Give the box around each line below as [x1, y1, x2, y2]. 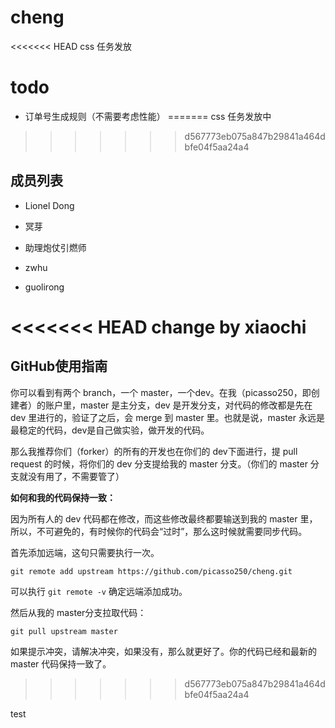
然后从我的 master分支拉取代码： [10, 606, 147, 618]
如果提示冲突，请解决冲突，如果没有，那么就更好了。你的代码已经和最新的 [10, 645, 317, 657]
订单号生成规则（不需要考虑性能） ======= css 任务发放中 [24, 110, 272, 122]
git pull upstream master [10, 626, 118, 636]
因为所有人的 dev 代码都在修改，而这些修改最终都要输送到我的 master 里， [10, 512, 318, 525]
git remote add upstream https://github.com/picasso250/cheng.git [10, 566, 293, 576]
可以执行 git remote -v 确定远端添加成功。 [10, 585, 188, 597]
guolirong [24, 281, 65, 293]
